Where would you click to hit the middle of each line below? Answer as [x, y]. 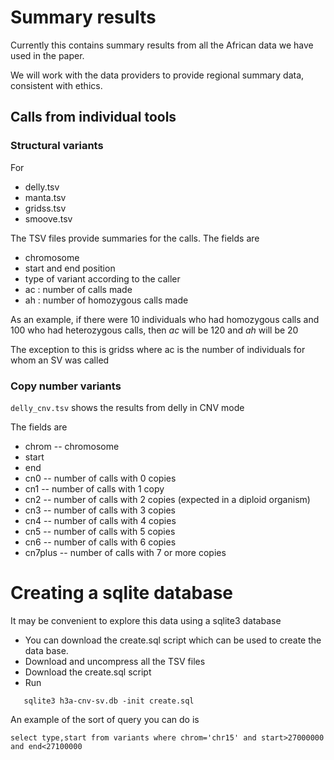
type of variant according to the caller [102, 278]
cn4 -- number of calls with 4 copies [100, 520]
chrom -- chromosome [72, 446]
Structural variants [57, 146]
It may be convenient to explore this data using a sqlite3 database [146, 620]
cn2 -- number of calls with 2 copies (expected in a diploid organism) [167, 499]
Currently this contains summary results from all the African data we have [162, 45]
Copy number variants [66, 386]
